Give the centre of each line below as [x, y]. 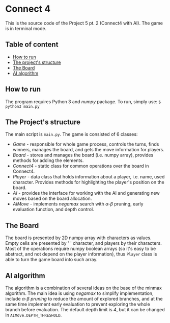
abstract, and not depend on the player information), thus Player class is [81, 254]
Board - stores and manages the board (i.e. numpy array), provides [83, 155]
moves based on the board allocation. [52, 199]
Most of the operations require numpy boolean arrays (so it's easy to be [81, 249]
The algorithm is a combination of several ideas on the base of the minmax [83, 288]
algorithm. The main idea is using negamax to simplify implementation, [79, 293]
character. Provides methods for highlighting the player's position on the [88, 182]
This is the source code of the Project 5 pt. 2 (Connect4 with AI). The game [84, 23]
